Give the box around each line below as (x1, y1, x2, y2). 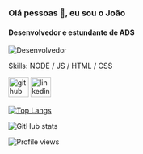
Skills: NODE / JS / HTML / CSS (8, 61, 113, 71)
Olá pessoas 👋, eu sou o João (8, 7, 126, 19)
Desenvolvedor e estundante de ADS (8, 28, 135, 37)
